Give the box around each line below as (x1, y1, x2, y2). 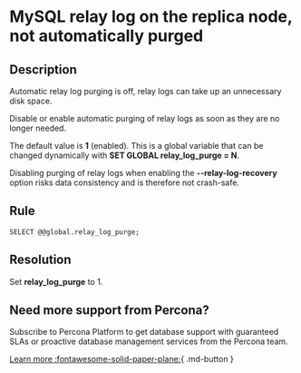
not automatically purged (9, 25, 204, 46)
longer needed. (9, 123, 66, 133)
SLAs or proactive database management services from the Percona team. (9, 336, 288, 347)
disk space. (9, 95, 53, 106)
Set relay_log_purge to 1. (9, 276, 103, 287)
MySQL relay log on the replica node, (9, 6, 293, 27)
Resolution (9, 252, 72, 268)
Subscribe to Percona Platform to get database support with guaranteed (9, 327, 279, 338)
